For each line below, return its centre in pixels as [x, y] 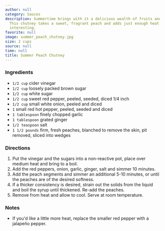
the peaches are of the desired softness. [53, 179]
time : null [16, 51]
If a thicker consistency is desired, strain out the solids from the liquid [82, 184]
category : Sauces [23, 14]
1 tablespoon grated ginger [40, 119]
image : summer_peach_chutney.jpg [39, 37]
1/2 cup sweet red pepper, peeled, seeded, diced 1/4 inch [70, 99]
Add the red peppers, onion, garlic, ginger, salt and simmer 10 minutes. [84, 169]
